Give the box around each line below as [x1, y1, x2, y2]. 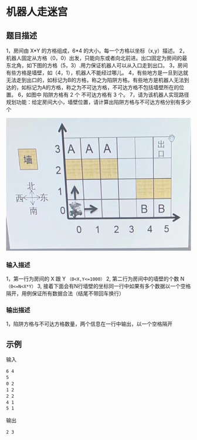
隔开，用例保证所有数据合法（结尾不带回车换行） [6, 290, 124, 297]
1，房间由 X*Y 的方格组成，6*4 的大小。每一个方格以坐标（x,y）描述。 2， [6, 48, 188, 54]
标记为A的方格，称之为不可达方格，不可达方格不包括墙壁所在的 [26, 84, 179, 91]
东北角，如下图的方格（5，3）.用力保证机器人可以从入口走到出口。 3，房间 [6, 62, 188, 69]
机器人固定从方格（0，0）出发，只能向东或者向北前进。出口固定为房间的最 [6, 55, 188, 62]
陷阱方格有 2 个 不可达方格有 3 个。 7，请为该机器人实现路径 [43, 92, 189, 98]
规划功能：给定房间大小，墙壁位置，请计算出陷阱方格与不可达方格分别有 [6, 99, 181, 106]
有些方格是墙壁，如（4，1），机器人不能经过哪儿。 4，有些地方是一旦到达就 [6, 69, 189, 76]
